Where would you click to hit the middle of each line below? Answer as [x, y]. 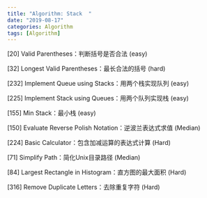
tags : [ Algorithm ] [34, 33]
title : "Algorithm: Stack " [49, 14]
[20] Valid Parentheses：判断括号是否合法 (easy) [77, 54]
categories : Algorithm [40, 26]
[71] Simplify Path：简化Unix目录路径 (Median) [74, 158]
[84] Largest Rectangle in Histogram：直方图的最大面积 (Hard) [97, 172]
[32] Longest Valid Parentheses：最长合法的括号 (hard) [86, 69]
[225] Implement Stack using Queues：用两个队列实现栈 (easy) [98, 98]
